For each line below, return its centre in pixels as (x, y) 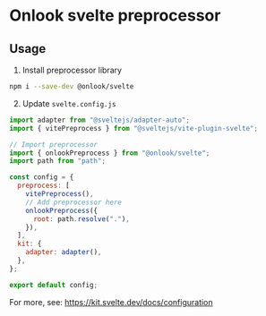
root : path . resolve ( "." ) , (81, 219)
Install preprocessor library (72, 70)
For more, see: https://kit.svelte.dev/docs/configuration (111, 302)
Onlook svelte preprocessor (115, 16)
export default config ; (54, 285)
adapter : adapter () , (64, 252)
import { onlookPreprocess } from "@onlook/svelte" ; (110, 153)
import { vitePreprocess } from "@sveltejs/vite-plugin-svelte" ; (133, 128)
